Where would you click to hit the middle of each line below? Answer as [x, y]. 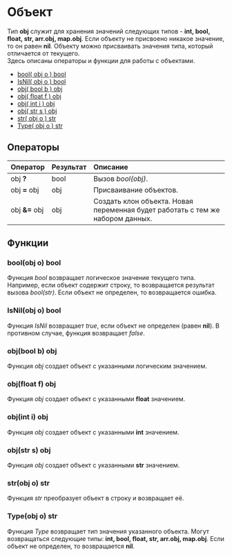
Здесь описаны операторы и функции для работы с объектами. [101, 60]
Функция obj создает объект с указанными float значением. [96, 399]
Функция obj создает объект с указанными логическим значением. [107, 366]
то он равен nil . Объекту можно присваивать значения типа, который [110, 46]
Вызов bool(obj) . [120, 179]
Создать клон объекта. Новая [143, 201]
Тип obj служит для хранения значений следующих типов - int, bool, [109, 31]
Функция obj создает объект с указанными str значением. [94, 465]
